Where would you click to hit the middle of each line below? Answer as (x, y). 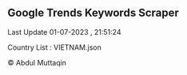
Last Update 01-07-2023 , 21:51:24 (64, 32)
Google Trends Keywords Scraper (93, 13)
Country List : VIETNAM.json (54, 47)
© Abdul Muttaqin (37, 62)
